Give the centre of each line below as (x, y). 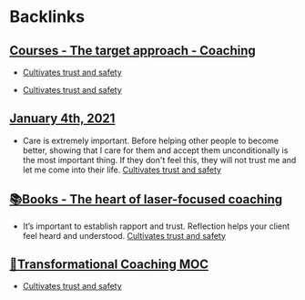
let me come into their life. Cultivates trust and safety (122, 170)
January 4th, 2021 (62, 119)
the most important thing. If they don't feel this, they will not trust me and (159, 160)
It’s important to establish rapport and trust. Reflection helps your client (156, 226)
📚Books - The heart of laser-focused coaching (146, 199)
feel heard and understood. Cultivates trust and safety (124, 235)
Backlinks (47, 17)
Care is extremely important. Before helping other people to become (151, 140)
